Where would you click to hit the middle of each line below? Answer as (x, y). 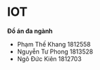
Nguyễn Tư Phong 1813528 (55, 51)
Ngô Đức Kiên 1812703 (49, 58)
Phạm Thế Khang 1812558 (54, 44)
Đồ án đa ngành (30, 31)
